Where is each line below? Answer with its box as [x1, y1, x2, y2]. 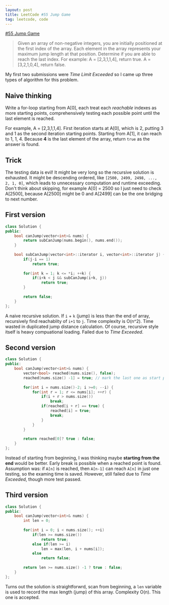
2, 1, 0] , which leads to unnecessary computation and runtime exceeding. [5, 180, 161, 186]
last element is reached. [5, 115, 55, 121]
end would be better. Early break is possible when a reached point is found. [5, 460, 162, 466]
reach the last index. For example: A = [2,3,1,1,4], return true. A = [17, 56, 151, 62]
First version [5, 211, 46, 219]
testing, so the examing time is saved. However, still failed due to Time [5, 470, 151, 477]
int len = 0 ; [23, 518, 51, 523]
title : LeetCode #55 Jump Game [5, 12, 71, 17]
